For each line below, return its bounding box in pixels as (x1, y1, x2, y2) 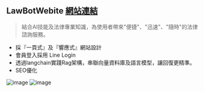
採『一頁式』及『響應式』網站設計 (15, 43, 102, 51)
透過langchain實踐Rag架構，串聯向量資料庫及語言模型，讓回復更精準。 (15, 58, 195, 66)
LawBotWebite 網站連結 (6, 5, 98, 16)
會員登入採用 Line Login (15, 51, 76, 58)
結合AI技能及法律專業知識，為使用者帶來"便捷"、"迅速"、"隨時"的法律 (21, 23, 198, 30)
